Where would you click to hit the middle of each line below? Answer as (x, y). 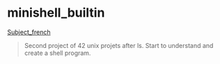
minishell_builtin (56, 13)
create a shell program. (57, 53)
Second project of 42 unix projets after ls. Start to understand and (119, 45)
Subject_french (29, 32)
